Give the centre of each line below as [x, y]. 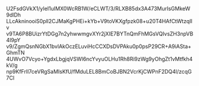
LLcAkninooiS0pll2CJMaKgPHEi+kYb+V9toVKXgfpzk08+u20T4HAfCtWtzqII [99, 21]
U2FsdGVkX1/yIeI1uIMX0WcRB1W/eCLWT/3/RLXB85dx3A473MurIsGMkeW [98, 9]
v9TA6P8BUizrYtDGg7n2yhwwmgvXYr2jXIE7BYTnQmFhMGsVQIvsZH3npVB [100, 34]
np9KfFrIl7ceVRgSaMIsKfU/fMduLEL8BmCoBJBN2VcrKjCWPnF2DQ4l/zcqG [99, 71]
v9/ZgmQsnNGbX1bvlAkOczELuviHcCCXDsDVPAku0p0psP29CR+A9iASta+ [99, 46]
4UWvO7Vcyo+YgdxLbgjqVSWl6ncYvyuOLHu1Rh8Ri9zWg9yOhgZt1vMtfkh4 [99, 59]
